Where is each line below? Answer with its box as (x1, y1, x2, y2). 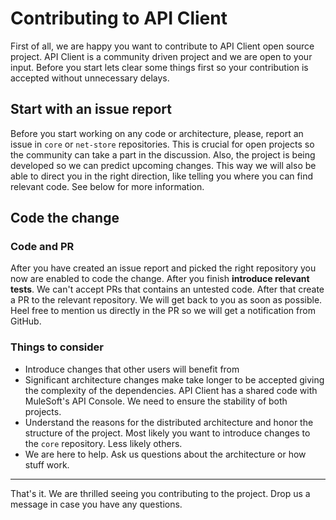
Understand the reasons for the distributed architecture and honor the (24, 416, 314, 428)
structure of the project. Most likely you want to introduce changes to (24, 427, 311, 439)
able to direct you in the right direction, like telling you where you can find (10, 170, 313, 182)
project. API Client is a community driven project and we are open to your (10, 50, 313, 62)
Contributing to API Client (10, 7, 228, 30)
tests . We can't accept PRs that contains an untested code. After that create (10, 283, 325, 296)
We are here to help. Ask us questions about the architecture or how (24, 448, 307, 460)
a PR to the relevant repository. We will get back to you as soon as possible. (10, 294, 323, 306)
